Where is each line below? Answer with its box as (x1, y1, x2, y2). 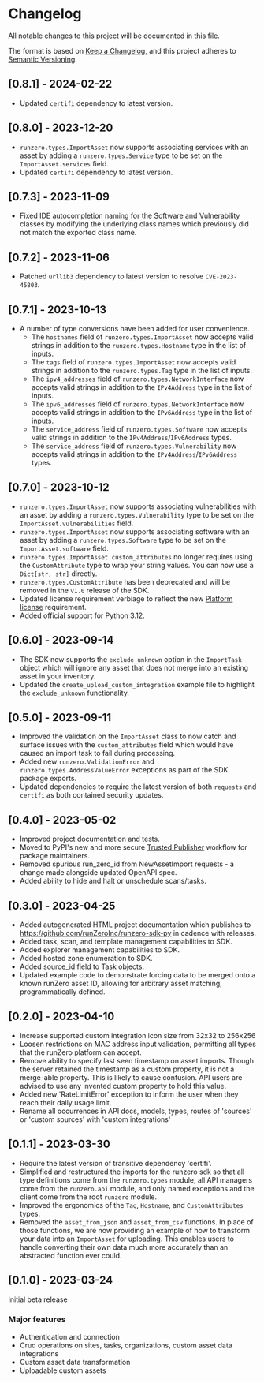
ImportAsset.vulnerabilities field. (19, 518, 134, 528)
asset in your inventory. (19, 671, 96, 681)
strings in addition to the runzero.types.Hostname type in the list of (31, 341, 247, 349)
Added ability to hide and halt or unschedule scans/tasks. (19, 877, 206, 886)
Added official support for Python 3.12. (19, 611, 145, 620)
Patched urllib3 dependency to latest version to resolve (19, 271, 204, 281)
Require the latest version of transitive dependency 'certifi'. (19, 1158, 212, 1168)
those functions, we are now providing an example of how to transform (19, 1225, 251, 1235)
